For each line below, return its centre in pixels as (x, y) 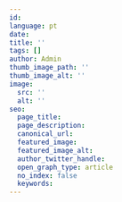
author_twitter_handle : (61, 159)
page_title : (40, 117)
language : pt (33, 26)
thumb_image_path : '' (49, 68)
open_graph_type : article (65, 167)
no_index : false (47, 175)
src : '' (32, 92)
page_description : (52, 126)
